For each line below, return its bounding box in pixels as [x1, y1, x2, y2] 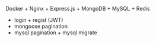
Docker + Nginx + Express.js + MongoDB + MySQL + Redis [5, 5, 150, 12]
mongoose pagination [14, 23, 68, 30]
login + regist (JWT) [14, 17, 63, 23]
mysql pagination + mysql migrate [14, 29, 97, 36]
